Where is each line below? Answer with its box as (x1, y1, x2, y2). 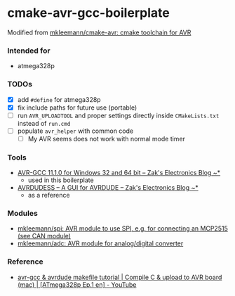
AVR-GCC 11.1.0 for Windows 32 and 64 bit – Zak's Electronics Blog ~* (17, 169, 221, 177)
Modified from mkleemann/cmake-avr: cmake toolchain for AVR (7, 28, 192, 37)
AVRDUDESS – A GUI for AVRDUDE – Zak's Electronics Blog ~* (17, 184, 199, 192)
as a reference (27, 191, 70, 200)
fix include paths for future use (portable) (17, 103, 137, 112)
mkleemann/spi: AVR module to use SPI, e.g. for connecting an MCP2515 (17, 224, 228, 233)
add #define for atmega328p (17, 95, 101, 103)
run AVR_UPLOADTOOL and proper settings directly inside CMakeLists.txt (17, 111, 220, 120)
